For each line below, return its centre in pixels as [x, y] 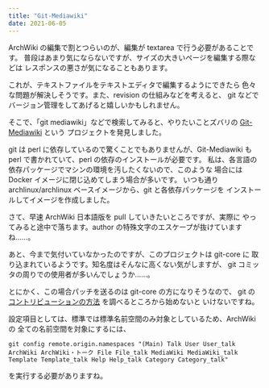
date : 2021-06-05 [37, 23]
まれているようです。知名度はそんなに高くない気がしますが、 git [129, 264]
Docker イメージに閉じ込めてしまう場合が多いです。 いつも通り [114, 179]
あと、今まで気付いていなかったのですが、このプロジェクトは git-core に [129, 254]
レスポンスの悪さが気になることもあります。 [98, 67]
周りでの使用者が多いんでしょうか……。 [88, 274]
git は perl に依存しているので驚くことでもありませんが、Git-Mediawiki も [130, 149]
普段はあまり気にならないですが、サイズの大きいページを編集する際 [137, 57]
